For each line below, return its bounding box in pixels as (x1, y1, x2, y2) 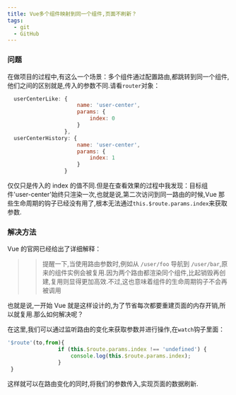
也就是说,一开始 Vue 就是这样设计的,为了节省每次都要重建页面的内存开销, (7, 302, 220, 310)
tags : (7, 17, 23, 24)
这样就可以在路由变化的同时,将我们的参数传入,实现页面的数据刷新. (7, 379, 199, 388)
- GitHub (13, 30, 40, 38)
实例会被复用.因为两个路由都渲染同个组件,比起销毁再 (66, 268, 220, 277)
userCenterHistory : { (13, 134, 78, 142)
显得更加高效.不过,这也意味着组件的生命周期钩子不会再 (69, 277, 228, 286)
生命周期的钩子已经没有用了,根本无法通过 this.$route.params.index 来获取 (13, 199, 228, 207)
